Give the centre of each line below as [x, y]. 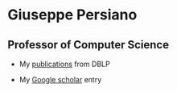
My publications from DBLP [64, 64]
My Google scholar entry [60, 79]
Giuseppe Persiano [72, 15]
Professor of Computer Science [88, 45]
